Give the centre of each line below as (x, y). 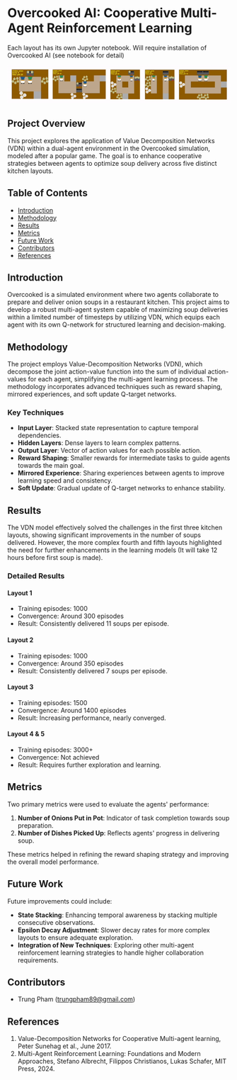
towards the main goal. (51, 466)
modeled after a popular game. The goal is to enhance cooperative (105, 156)
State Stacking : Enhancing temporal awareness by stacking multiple (117, 915)
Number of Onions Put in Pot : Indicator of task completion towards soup (123, 818)
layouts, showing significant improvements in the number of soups (104, 535)
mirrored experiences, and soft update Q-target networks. (92, 394)
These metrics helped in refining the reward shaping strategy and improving (118, 854)
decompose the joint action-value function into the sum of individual (107, 372)
